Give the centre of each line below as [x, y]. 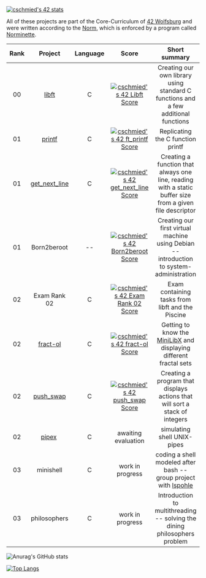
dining [176, 526]
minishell [49, 470]
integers [176, 419]
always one [175, 172]
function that [176, 164]
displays [176, 389]
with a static [176, 187]
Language [90, 53]
